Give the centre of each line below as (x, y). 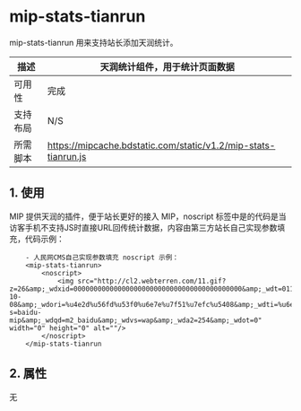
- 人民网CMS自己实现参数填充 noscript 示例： (102, 258)
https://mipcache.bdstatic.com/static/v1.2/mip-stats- (162, 145)
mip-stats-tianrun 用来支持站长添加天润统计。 (94, 42)
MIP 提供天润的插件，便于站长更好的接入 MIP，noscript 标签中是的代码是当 (148, 216)
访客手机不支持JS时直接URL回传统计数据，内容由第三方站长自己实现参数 (143, 227)
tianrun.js (67, 156)
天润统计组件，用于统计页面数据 (168, 66)
